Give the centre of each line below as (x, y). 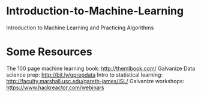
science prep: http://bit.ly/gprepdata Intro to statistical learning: (85, 75)
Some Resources (49, 52)
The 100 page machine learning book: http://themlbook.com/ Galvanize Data (101, 68)
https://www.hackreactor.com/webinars (55, 87)
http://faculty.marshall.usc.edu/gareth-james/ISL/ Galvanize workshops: (95, 81)
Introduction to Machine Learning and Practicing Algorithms (80, 28)
